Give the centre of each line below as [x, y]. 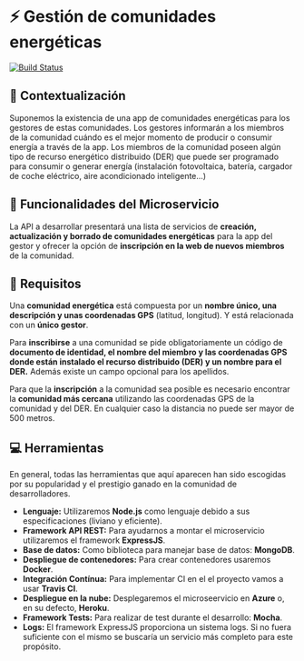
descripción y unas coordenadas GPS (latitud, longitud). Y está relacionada [152, 315]
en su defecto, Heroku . [66, 608]
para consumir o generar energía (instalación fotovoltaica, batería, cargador [151, 166]
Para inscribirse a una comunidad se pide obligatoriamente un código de [146, 343]
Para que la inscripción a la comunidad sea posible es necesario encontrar [150, 389]
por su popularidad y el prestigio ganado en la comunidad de [123, 484]
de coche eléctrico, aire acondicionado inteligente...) [108, 175]
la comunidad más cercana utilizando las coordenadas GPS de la [132, 399]
